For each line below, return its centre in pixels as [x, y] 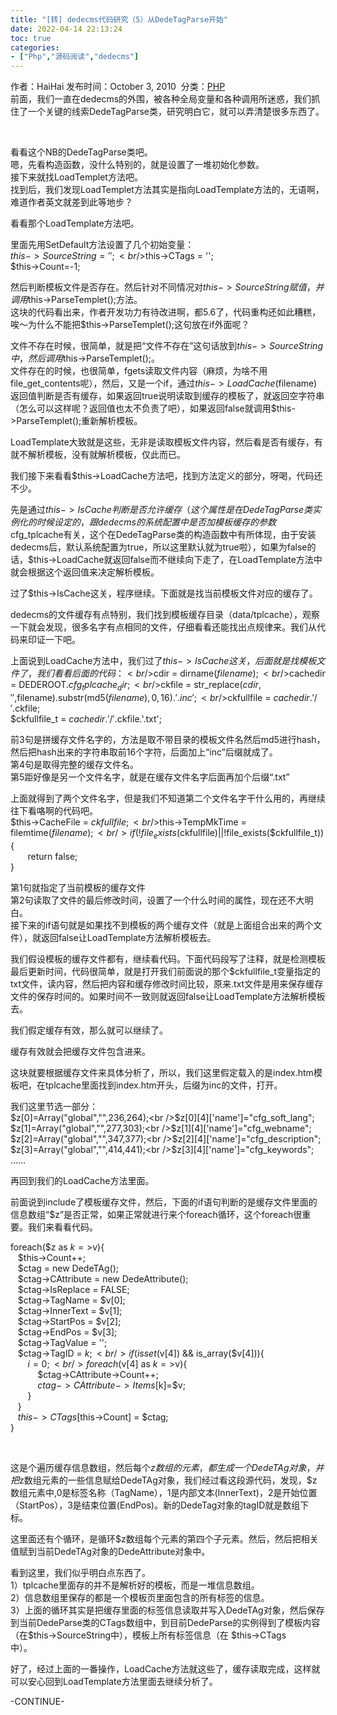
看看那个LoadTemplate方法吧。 [75, 223]
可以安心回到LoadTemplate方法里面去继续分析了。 [114, 1681]
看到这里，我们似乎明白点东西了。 [80, 1572]
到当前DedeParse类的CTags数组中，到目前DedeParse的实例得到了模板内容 [165, 1622]
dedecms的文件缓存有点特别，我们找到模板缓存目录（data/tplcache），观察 [165, 615]
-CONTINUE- [37, 1701]
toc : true [31, 38]
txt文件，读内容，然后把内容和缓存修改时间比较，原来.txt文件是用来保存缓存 [167, 983]
